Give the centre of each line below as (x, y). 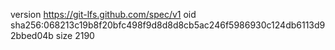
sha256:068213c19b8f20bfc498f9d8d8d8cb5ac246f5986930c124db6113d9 (168, 25)
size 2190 (75, 35)
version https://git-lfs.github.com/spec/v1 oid (103, 14)
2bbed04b (32, 35)
